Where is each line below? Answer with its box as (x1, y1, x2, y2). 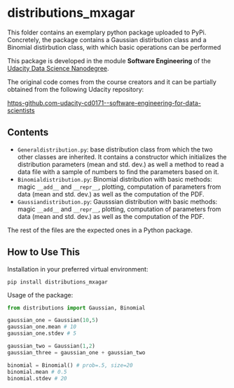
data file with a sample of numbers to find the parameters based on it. (17, 167, 219, 176)
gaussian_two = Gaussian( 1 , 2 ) (7, 342, 96, 350)
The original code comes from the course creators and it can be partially (7, 77, 217, 86)
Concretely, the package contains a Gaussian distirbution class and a (7, 35, 207, 44)
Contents (7, 126, 49, 138)
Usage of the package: (7, 290, 74, 299)
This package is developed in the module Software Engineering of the (7, 56, 212, 65)
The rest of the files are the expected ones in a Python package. (7, 226, 193, 234)
